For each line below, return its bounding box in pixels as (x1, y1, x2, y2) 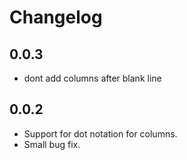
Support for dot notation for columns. (23, 127, 178, 140)
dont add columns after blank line (23, 72, 162, 84)
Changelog (9, 6, 103, 29)
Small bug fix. (23, 138, 81, 150)
